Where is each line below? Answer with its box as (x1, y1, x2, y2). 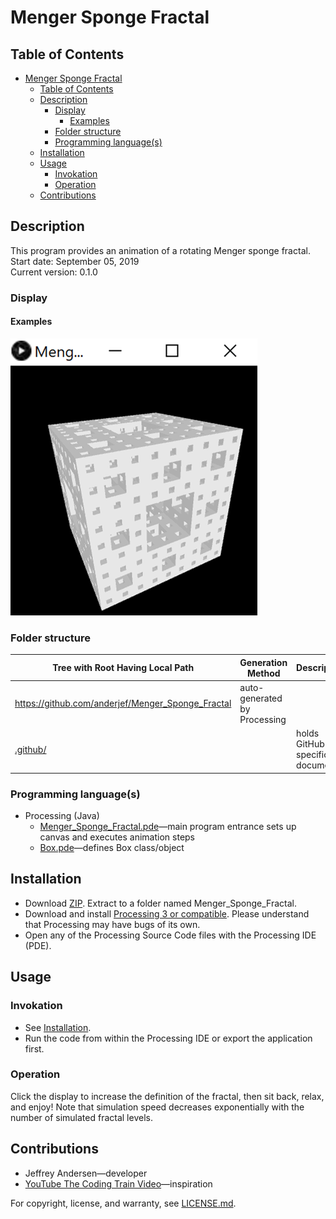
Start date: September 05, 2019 (10, 255, 140, 267)
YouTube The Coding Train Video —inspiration (24, 1177, 213, 1190)
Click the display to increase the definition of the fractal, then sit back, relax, (10, 1090, 325, 1102)
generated (239, 692, 283, 704)
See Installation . (24, 1021, 92, 1033)
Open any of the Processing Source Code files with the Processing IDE (24, 929, 317, 941)
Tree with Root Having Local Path (52, 662, 195, 674)
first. (24, 1042, 45, 1055)
